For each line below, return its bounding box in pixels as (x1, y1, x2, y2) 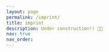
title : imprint (6, 20, 44, 26)
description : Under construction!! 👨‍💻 (6, 25, 103, 32)
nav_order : (6, 36, 34, 42)
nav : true (6, 31, 31, 37)
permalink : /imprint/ (6, 14, 60, 20)
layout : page (6, 8, 39, 15)
